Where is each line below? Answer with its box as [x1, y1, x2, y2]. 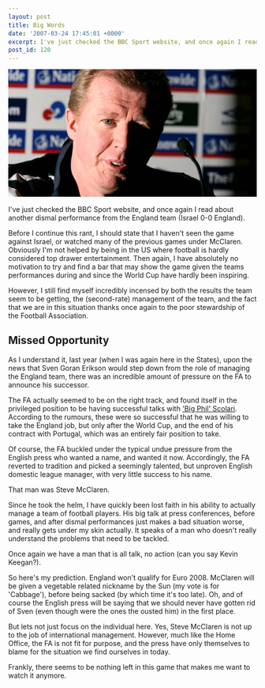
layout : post [8, 13, 51, 21]
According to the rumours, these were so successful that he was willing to [8, 412, 249, 421]
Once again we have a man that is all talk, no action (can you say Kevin [8, 549, 238, 558]
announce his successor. [8, 380, 89, 389]
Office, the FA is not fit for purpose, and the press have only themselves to [8, 638, 250, 648]
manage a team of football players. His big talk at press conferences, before [8, 508, 256, 518]
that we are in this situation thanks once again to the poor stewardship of [8, 302, 245, 312]
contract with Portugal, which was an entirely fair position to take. [8, 429, 222, 438]
